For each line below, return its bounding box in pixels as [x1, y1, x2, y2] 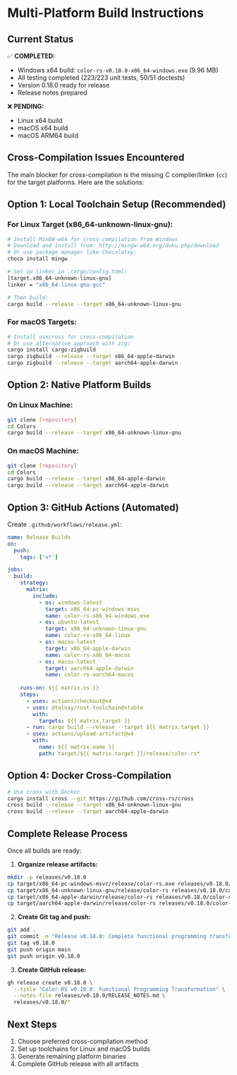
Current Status [7, 33, 74, 45]
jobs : [7, 566, 23, 574]
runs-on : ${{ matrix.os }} [20, 684, 99, 691]
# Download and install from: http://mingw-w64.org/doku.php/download [7, 242, 219, 249]
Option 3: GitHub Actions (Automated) [7, 501, 179, 513]
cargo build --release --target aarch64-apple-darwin [7, 482, 169, 489]
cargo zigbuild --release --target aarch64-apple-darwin [7, 360, 178, 367]
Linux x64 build [17, 117, 63, 124]
